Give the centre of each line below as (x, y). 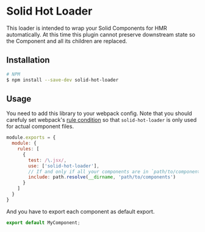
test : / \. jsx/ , (48, 160)
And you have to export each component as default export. (81, 211)
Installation (28, 60)
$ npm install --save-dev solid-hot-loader (63, 80)
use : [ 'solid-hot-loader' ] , (64, 166)
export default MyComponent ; (43, 223)
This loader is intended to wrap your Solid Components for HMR (87, 28)
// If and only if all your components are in (88, 172)
